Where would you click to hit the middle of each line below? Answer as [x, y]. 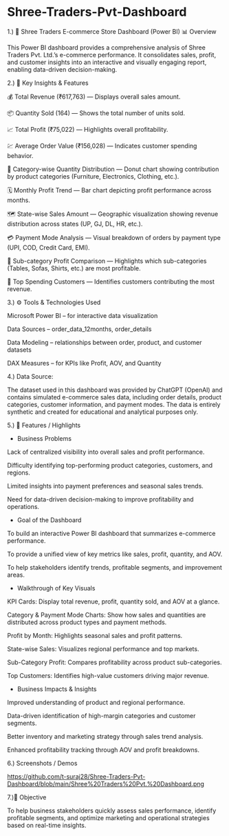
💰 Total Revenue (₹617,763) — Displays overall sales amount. [94, 97]
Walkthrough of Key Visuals [56, 588]
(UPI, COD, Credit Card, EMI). [49, 247]
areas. [16, 575]
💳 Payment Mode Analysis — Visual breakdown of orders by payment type [114, 237]
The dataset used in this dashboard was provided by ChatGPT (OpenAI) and [115, 390]
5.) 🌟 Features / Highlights [44, 425]
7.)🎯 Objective [27, 797]
